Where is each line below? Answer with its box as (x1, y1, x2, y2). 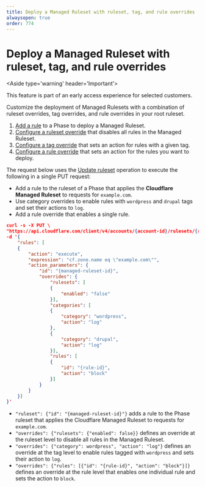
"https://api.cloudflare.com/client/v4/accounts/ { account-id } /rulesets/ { (6, 228, 198, 234)
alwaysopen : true (6, 15, 51, 21)
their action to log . (15, 455, 62, 463)
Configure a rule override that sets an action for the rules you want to (15, 148, 189, 155)
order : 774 (6, 20, 34, 26)
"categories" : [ (49, 302, 92, 308)
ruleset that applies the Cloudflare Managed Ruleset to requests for (15, 417, 185, 424)
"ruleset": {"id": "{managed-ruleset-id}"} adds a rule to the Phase (15, 410, 190, 417)
